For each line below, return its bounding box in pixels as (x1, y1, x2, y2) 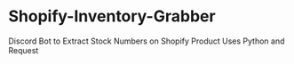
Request (8, 44, 39, 55)
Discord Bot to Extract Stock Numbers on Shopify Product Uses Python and (8, 36, 285, 46)
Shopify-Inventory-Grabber (8, 6, 216, 27)
